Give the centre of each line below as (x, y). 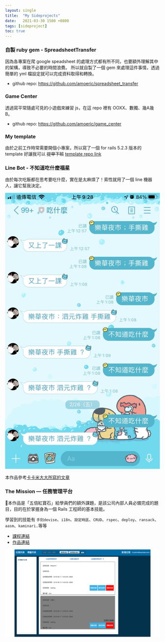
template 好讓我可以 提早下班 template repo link (53, 154)
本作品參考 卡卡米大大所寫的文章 (37, 477)
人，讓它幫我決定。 (25, 186)
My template (20, 136)
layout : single (21, 10)
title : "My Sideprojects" (33, 15)
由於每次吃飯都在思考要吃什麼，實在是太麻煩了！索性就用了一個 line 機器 (79, 180)
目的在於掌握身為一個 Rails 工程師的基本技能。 (60, 509)
